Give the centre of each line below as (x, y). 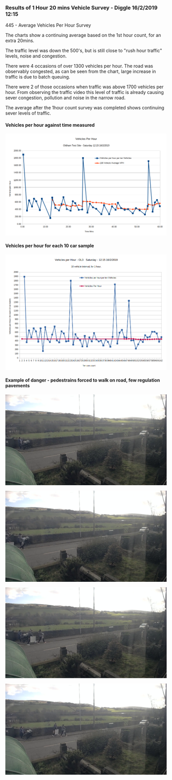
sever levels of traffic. (28, 113)
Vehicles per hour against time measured (50, 125)
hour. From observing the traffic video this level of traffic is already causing (84, 92)
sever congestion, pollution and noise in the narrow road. (66, 98)
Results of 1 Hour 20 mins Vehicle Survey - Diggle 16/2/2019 (81, 8)
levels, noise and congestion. (36, 56)
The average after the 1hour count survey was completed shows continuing (85, 108)
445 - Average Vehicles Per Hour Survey (48, 25)
